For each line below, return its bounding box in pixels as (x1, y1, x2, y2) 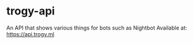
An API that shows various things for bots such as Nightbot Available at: (6, 24, 187, 31)
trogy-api (6, 4, 55, 18)
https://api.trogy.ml (6, 30, 55, 37)
